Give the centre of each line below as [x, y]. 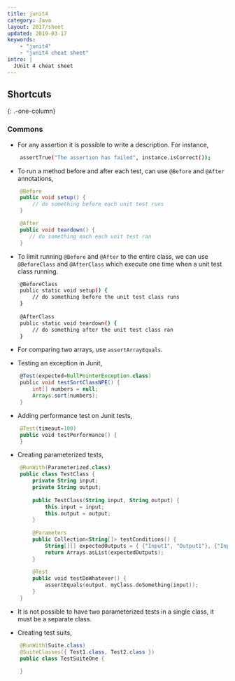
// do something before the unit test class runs [106, 297]
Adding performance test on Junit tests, [75, 415]
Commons [25, 129]
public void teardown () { [58, 230]
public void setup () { [53, 198]
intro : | [20, 60]
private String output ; [67, 487]
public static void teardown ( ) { [69, 323]
